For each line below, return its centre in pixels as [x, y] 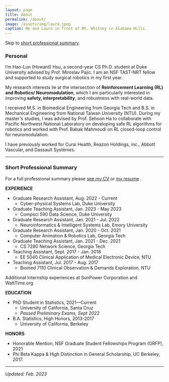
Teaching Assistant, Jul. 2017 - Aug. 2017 [55, 262]
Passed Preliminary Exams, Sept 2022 [60, 313]
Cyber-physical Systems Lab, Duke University [68, 203]
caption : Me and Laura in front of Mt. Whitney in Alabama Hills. [76, 29]
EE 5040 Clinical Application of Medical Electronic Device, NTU [86, 257]
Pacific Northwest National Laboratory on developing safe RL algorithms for [83, 124]
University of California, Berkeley [54, 324]
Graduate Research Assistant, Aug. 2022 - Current [65, 198]
